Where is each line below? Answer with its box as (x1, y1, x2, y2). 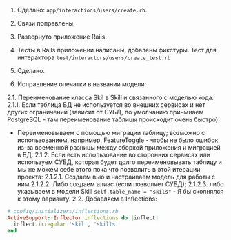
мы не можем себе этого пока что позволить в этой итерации (17, 166, 201, 173)
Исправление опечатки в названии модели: (17, 80, 147, 88)
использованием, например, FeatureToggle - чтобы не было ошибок (17, 136, 219, 144)
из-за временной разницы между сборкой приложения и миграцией (17, 143, 221, 151)
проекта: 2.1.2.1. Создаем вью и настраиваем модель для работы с (17, 172, 216, 181)
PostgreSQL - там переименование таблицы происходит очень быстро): (7, 115, 220, 123)
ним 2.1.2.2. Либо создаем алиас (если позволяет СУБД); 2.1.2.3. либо (17, 180, 224, 188)
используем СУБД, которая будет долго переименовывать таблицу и (17, 158, 223, 166)
